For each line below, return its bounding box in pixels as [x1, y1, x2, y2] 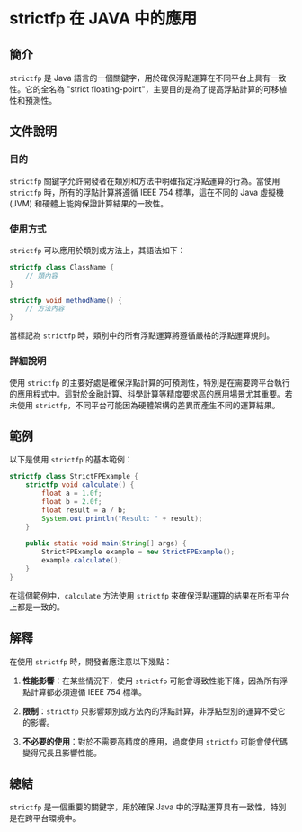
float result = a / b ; [41, 506, 127, 515]
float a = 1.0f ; [41, 489, 102, 498]
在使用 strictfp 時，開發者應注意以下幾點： [9, 655, 173, 667]
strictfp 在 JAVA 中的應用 [9, 8, 198, 29]
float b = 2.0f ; [41, 497, 102, 506]
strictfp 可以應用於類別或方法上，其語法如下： [9, 244, 186, 255]
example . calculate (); [41, 556, 123, 565]
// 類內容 [25, 271, 58, 280]
